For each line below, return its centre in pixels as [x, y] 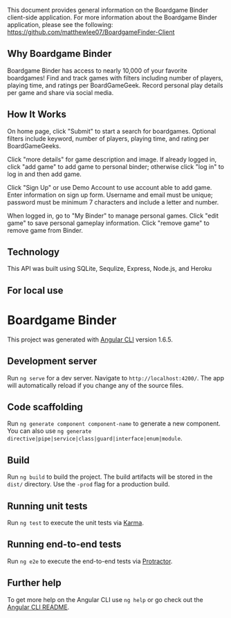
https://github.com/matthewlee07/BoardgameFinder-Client [91, 32]
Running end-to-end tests [64, 544]
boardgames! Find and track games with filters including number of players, [115, 78]
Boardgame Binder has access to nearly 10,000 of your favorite [98, 70]
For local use [35, 290]
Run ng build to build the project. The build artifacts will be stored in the [110, 477]
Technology [34, 252]
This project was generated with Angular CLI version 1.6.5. [90, 339]
